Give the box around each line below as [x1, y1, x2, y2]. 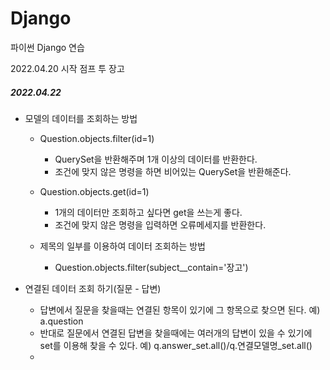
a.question [39, 315, 84, 327]
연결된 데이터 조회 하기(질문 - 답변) [24, 282, 162, 294]
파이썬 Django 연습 [10, 41, 85, 53]
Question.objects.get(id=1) [39, 185, 150, 197]
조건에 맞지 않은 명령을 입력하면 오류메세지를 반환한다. [54, 218, 267, 231]
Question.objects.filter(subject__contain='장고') [54, 261, 249, 273]
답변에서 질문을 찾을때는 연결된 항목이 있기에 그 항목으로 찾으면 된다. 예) [39, 303, 321, 316]
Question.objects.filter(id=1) [39, 132, 155, 144]
